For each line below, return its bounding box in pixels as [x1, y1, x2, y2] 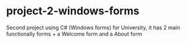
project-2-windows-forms [6, 4, 139, 18]
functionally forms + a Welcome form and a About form [6, 30, 142, 37]
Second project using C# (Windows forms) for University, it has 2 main [6, 24, 181, 31]
